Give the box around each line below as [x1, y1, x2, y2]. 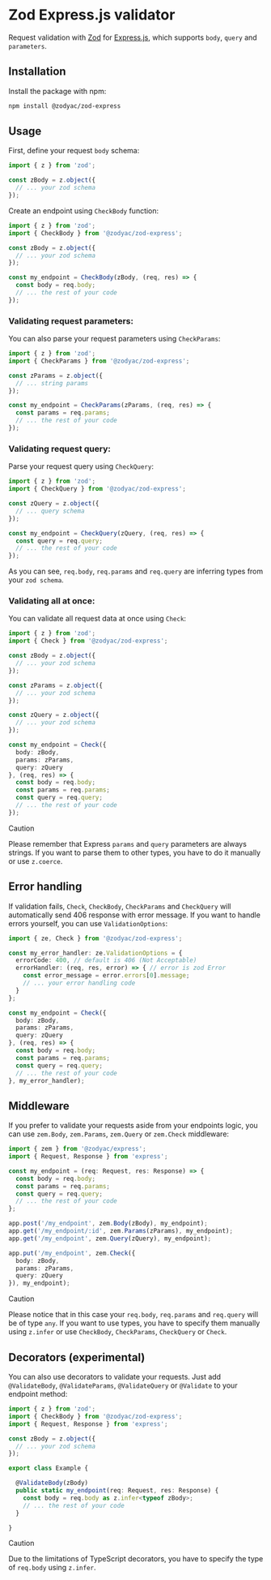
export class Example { [8, 1464, 89, 1473]
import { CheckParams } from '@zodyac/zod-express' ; [8, 357, 190, 365]
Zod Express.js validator [8, 6, 176, 24]
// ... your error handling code [23, 979, 136, 987]
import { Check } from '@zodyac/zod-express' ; [8, 637, 168, 646]
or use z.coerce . [8, 856, 63, 865]
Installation [8, 65, 66, 79]
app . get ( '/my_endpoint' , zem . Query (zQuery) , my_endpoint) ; [8, 1234, 212, 1243]
